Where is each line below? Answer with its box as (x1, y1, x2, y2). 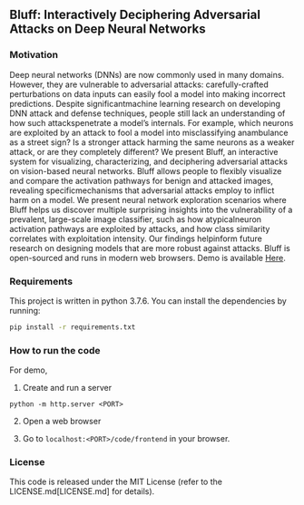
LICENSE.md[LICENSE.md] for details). (9, 486, 155, 497)
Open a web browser (22, 416, 102, 427)
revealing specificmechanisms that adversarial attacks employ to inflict (9, 185, 275, 196)
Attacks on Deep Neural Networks (9, 22, 206, 37)
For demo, (9, 364, 48, 375)
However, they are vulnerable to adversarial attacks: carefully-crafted (9, 79, 270, 90)
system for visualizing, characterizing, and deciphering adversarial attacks (9, 156, 289, 167)
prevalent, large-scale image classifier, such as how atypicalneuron (9, 213, 261, 225)
